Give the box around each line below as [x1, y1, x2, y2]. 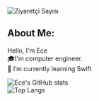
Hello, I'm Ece [7, 46, 48, 55]
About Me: [7, 27, 55, 39]
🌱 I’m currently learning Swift [7, 64, 92, 73]
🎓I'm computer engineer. [7, 54, 83, 63]
